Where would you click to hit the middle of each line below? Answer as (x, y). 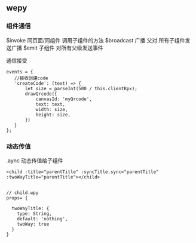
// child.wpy (22, 193)
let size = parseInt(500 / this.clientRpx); (81, 88)
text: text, (50, 104)
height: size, (53, 115)
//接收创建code (31, 78)
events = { (20, 72)
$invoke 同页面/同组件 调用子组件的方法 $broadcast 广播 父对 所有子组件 (96, 40)
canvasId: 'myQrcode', (64, 99)
